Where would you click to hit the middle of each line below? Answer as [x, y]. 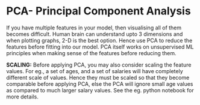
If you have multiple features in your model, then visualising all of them [94, 28]
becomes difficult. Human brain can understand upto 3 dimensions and [95, 34]
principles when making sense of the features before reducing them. [91, 53]
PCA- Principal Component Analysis [98, 11]
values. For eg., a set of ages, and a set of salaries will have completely [95, 71]
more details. [23, 97]
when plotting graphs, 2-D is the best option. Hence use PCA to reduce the [99, 40]
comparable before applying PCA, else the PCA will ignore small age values [100, 84]
